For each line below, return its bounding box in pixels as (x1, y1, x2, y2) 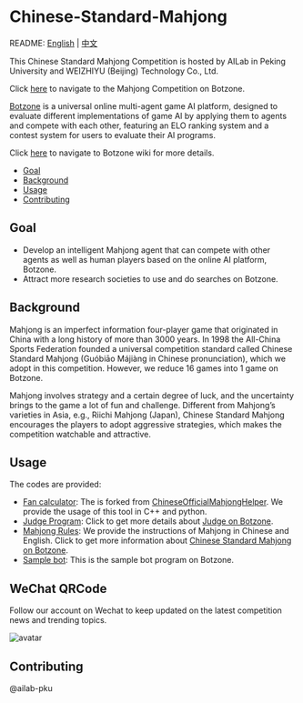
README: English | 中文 (9, 37, 98, 48)
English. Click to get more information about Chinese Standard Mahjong (22, 535, 292, 547)
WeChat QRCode (9, 580, 107, 597)
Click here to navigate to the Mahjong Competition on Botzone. (9, 83, 246, 94)
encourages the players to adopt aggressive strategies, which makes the (9, 418, 282, 429)
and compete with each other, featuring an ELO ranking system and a (9, 120, 269, 131)
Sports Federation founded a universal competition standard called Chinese (9, 343, 293, 354)
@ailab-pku (9, 683, 53, 693)
